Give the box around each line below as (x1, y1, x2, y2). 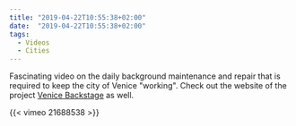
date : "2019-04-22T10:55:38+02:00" (9, 21, 146, 30)
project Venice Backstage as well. (9, 90, 135, 101)
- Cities (17, 46, 50, 55)
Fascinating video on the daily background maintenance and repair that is (9, 71, 281, 81)
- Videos (17, 38, 50, 47)
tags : (9, 29, 30, 38)
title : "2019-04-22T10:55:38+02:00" (9, 13, 146, 22)
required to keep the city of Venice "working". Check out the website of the (9, 80, 287, 91)
